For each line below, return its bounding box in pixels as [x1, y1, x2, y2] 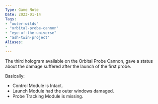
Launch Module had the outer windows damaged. [12, 88, 114, 94]
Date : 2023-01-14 [5, 12, 41, 17]
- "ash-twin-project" [5, 35, 50, 40]
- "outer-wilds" [5, 21, 39, 26]
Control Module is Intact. [12, 83, 63, 89]
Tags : [5, 16, 16, 21]
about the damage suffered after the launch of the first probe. [5, 63, 132, 69]
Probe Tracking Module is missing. [12, 93, 83, 99]
